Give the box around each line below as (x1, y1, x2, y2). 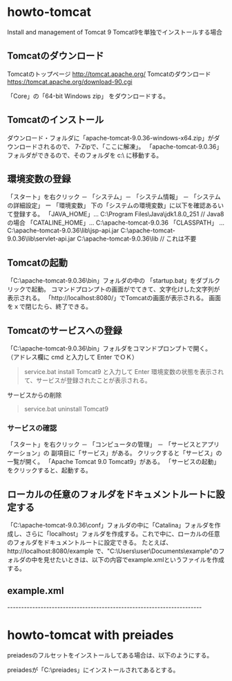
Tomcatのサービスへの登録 (7, 324, 122, 336)
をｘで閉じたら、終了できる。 (7, 302, 92, 311)
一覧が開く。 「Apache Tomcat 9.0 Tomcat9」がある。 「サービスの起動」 (7, 458, 220, 466)
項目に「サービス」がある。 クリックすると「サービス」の (57, 449, 222, 457)
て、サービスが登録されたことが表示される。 (23, 376, 152, 384)
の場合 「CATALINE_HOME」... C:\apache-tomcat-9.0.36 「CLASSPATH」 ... (7, 218, 225, 227)
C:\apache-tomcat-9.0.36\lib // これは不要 (77, 234, 197, 243)
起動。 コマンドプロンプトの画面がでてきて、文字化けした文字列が (30, 285, 220, 294)
